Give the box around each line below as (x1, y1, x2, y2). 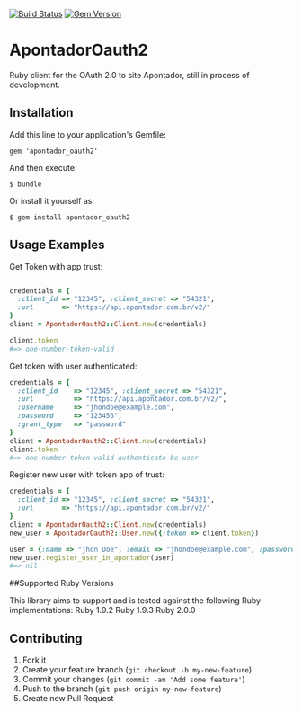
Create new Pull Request (22, 693, 114, 704)
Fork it (22, 654, 47, 665)
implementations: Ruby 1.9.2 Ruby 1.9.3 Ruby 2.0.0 (9, 605, 196, 616)
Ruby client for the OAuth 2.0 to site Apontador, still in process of (9, 69, 250, 80)
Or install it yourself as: (9, 195, 94, 206)
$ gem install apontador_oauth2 (9, 212, 130, 222)
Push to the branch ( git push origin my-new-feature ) (22, 683, 222, 694)
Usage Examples (9, 237, 105, 253)
